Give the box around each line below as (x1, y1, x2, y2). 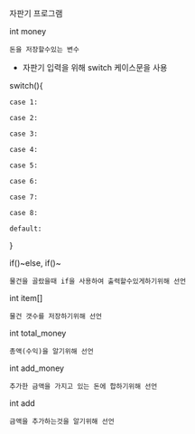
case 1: (9, 98, 39, 107)
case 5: (9, 161, 39, 170)
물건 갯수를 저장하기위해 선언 (9, 312, 102, 321)
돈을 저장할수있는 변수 (9, 45, 79, 54)
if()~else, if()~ (9, 258, 61, 269)
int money (9, 26, 47, 36)
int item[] (9, 293, 43, 303)
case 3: (9, 129, 39, 138)
